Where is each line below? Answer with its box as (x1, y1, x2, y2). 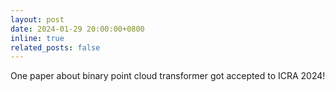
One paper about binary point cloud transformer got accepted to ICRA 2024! (10, 70, 326, 82)
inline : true (10, 33, 65, 43)
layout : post (10, 14, 65, 25)
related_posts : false (10, 42, 101, 53)
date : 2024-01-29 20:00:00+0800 (10, 24, 145, 34)
